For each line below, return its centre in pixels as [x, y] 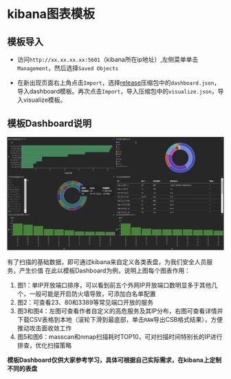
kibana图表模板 [51, 14]
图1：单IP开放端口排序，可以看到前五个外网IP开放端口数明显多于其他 [114, 285]
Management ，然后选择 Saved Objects [68, 68]
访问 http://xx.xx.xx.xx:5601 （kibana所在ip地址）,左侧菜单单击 [108, 59]
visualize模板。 [45, 100]
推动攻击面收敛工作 [44, 328]
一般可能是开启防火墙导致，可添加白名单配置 [92, 294]
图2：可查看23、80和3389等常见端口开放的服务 [85, 303]
